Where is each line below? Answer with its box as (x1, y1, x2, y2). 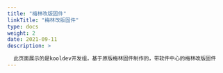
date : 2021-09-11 (7, 36, 58, 43)
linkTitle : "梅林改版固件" (7, 17, 79, 24)
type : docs (7, 23, 39, 30)
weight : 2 (7, 29, 36, 37)
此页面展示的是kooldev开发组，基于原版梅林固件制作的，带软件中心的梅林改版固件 (13, 55, 217, 63)
